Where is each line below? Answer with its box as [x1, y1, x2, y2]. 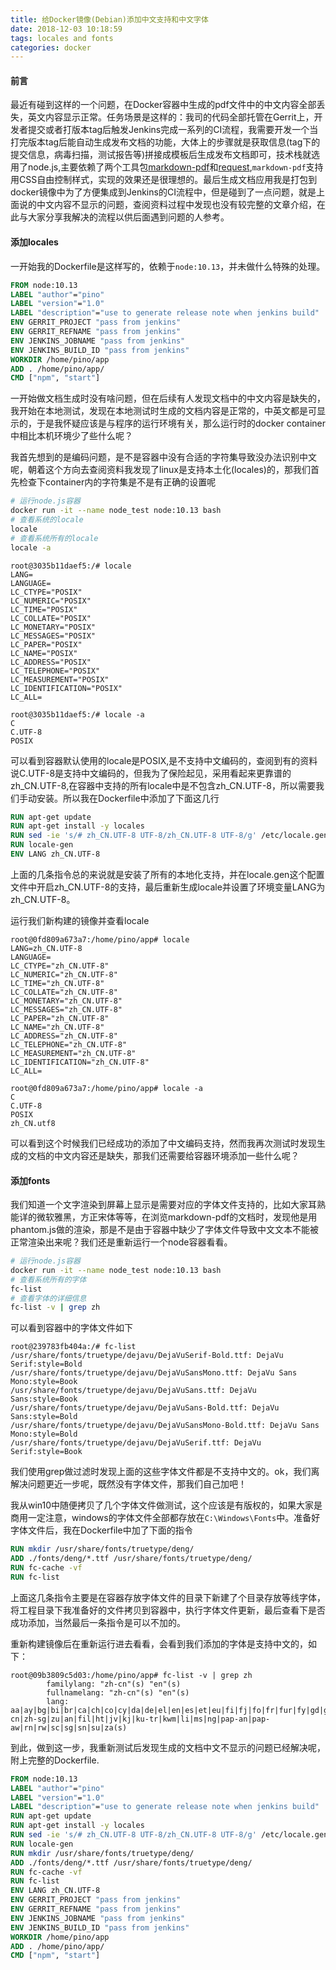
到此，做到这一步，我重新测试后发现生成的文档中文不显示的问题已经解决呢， [10, 1741, 326, 1753]
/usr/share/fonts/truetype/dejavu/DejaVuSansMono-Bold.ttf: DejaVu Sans [10, 1421, 320, 1431]
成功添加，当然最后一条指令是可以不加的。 [10, 1616, 186, 1628]
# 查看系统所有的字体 [10, 1274, 87, 1285]
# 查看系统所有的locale [10, 533, 99, 543]
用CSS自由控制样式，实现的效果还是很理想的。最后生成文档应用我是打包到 [10, 174, 318, 186]
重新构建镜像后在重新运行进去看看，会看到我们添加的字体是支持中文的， [10, 1637, 308, 1650]
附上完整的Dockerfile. [10, 1754, 100, 1766]
